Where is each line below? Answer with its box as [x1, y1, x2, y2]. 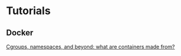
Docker [6, 28, 34, 38]
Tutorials [6, 4, 51, 18]
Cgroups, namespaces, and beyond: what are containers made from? [6, 43, 175, 50]
